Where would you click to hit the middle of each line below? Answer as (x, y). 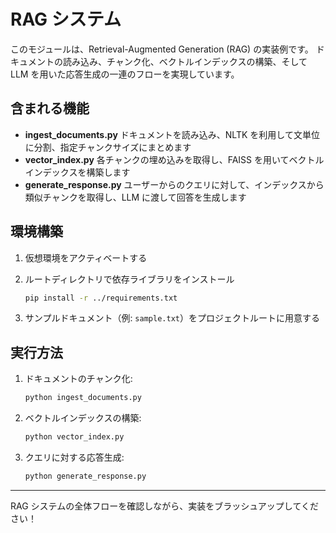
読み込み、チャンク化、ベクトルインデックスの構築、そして (185, 61)
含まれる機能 (50, 108)
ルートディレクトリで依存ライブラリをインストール (129, 279)
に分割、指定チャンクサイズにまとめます (108, 147)
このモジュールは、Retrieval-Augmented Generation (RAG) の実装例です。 (162, 49)
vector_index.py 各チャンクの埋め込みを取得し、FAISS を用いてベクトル (174, 159)
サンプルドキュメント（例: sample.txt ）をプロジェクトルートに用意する (172, 318)
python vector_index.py (74, 437)
